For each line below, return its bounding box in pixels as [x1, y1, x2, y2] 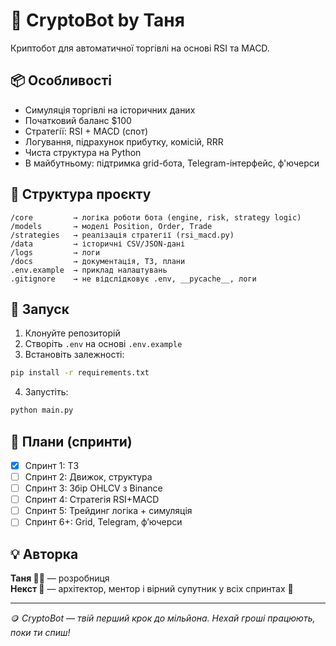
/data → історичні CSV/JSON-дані [10, 239, 186, 249]
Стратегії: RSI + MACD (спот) [24, 125, 149, 137]
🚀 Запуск [10, 300, 70, 318]
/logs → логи [10, 247, 101, 258]
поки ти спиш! [10, 627, 71, 639]
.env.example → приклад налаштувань [10, 265, 168, 275]
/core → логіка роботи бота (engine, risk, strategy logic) [10, 212, 302, 223]
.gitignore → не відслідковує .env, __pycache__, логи [10, 274, 257, 284]
